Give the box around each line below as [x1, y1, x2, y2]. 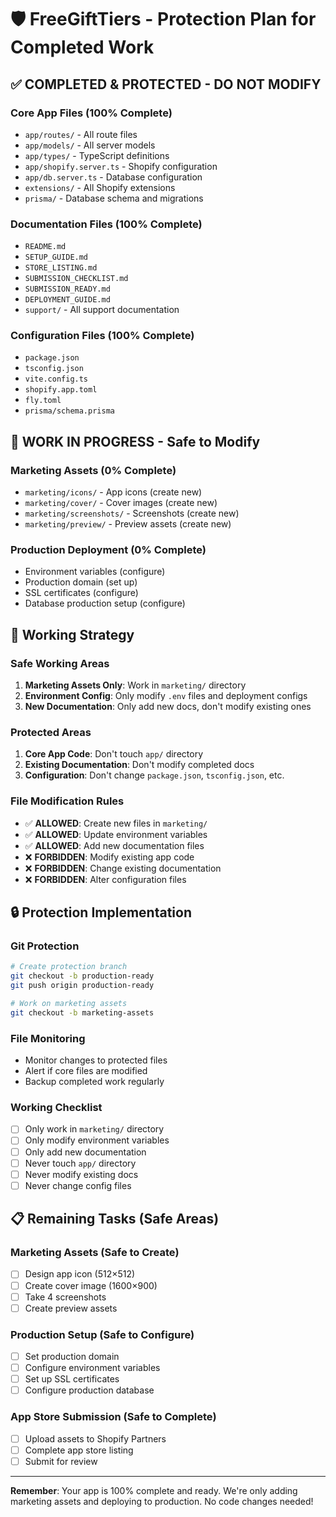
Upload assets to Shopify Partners [24, 1432, 167, 1445]
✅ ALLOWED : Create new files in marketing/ [24, 817, 208, 829]
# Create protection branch [10, 962, 128, 972]
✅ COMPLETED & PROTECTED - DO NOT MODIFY [10, 76, 322, 93]
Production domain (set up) [24, 576, 138, 588]
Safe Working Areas [10, 656, 110, 670]
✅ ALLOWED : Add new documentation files [24, 839, 205, 851]
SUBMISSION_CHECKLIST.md [24, 274, 129, 284]
